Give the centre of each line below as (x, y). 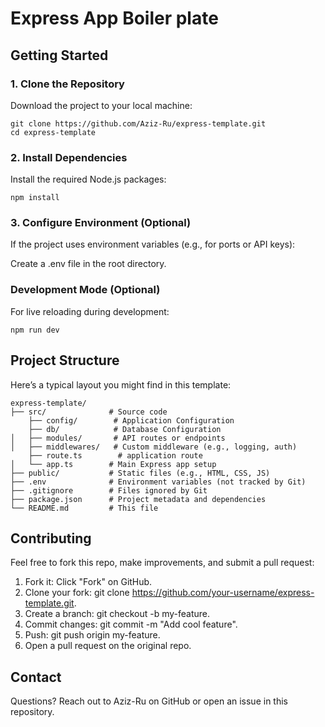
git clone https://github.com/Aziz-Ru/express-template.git (138, 123)
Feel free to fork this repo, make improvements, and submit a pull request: (162, 563)
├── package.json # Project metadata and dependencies (138, 499)
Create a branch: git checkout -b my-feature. (117, 614)
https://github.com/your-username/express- (223, 593)
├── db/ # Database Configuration (125, 429)
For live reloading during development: (90, 311)
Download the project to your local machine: (101, 105)
